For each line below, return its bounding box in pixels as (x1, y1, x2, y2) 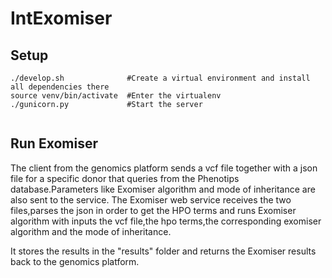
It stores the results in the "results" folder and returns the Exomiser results (10, 245, 317, 257)
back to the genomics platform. (10, 255, 140, 267)
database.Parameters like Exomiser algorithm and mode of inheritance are (10, 183, 316, 195)
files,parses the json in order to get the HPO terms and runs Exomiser (10, 204, 297, 216)
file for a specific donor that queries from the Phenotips (10, 172, 240, 184)
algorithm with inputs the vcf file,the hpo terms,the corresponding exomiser (10, 215, 322, 227)
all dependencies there (10, 82, 110, 92)
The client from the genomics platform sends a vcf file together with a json (10, 162, 318, 174)
